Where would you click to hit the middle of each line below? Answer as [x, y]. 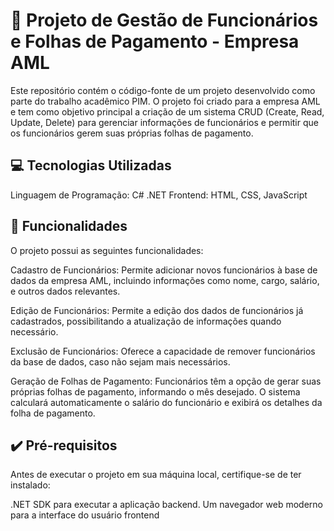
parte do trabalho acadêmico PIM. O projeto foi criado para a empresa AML [165, 101]
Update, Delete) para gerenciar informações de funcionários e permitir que [164, 122]
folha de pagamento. [53, 413]
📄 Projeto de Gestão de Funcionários [164, 20]
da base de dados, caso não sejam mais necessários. [120, 361]
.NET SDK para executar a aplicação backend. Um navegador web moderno [166, 505]
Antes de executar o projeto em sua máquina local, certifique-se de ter [156, 475]
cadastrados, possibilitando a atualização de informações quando [146, 321]
